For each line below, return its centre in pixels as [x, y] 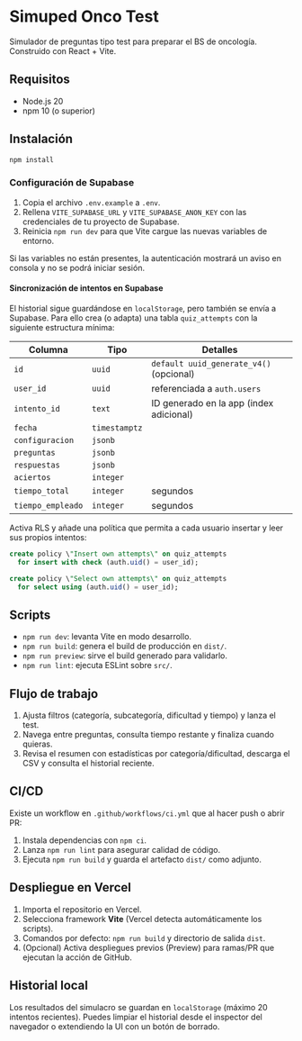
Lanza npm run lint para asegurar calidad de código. [121, 849]
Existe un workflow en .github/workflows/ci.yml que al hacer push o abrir [147, 813]
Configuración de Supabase [72, 183]
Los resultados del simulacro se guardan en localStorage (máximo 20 [138, 1007]
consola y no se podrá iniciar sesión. [77, 267]
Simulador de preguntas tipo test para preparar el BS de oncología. [133, 41]
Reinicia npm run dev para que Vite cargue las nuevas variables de [145, 231]
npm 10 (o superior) [59, 111]
